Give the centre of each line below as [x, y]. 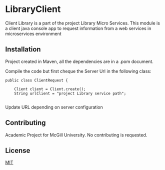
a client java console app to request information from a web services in [78, 28]
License [18, 150]
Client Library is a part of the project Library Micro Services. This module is [82, 23]
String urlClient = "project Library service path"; [70, 93]
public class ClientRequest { [37, 80]
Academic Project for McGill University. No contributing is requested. [76, 135]
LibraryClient [33, 9]
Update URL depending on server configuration [54, 107]
